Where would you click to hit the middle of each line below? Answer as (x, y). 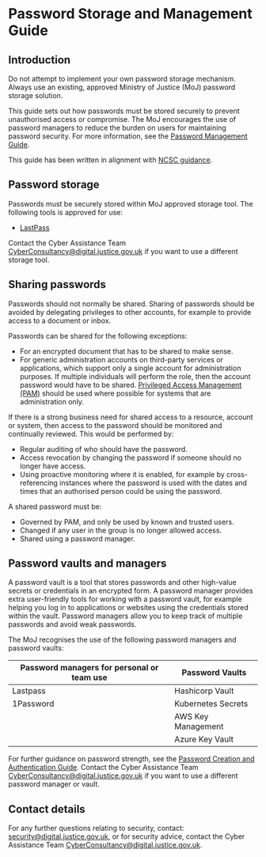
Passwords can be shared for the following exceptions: (98, 336)
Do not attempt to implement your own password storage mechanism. (122, 79)
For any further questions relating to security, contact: (96, 829)
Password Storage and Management (131, 14)
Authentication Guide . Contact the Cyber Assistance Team (104, 768)
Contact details (47, 809)
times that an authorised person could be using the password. (121, 491)
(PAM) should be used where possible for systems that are (115, 393)
